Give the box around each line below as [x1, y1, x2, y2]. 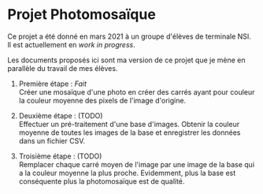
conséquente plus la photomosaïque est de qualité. [18, 176, 185, 186]
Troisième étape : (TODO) [18, 151, 102, 161]
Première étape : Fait [18, 79, 87, 88]
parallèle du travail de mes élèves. [7, 63, 118, 73]
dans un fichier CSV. [18, 136, 86, 145]
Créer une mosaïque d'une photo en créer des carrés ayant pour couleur [18, 87, 255, 96]
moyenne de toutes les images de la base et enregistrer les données [18, 128, 241, 137]
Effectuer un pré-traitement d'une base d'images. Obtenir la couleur [18, 119, 240, 129]
